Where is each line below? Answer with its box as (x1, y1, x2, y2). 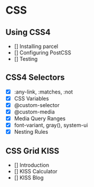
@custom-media (14, 108, 55, 115)
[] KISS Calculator (14, 168, 58, 175)
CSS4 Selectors (5, 72, 65, 83)
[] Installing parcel (14, 43, 59, 50)
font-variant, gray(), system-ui (14, 122, 88, 129)
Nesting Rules (14, 128, 48, 136)
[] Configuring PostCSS (14, 49, 72, 56)
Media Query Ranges (14, 115, 66, 122)
